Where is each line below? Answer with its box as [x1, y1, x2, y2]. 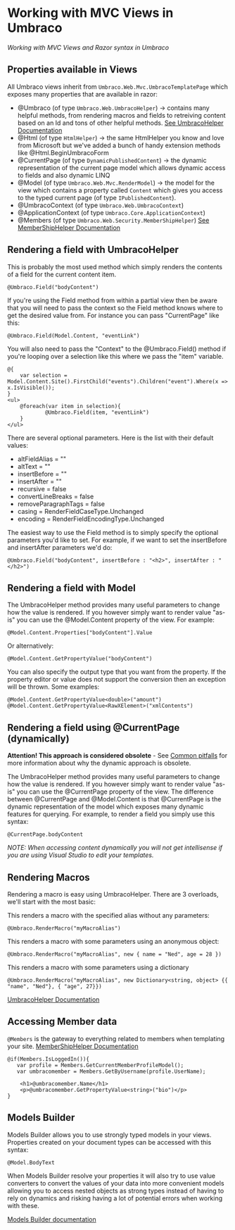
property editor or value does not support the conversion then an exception [7, 675, 227, 684]
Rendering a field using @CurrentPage [7, 721, 180, 734]
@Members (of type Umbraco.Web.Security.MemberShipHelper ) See [17, 216, 210, 224]
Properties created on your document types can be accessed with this [7, 1138, 212, 1146]
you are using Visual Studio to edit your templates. [7, 851, 154, 859]
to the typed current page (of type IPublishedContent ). [17, 193, 177, 202]
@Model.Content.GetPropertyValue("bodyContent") [7, 656, 153, 663]
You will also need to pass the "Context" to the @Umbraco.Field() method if [7, 344, 227, 353]
